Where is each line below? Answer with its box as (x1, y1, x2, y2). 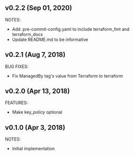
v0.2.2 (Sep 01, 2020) (5, 4, 73, 12)
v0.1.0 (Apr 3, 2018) (5, 123, 65, 132)
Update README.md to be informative (12, 36, 89, 42)
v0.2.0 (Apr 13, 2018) (5, 87, 70, 95)
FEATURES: (5, 100, 28, 106)
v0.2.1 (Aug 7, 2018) (5, 51, 66, 59)
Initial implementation (12, 146, 55, 152)
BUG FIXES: (5, 63, 29, 69)
